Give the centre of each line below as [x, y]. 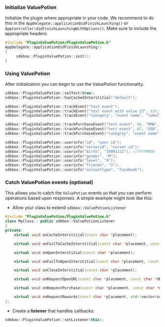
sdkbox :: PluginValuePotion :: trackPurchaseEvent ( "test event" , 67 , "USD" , [82, 129]
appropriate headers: [27, 34]
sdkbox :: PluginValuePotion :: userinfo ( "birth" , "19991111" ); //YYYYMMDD [80, 151]
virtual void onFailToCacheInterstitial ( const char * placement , [81, 244]
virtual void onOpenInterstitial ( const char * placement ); [74, 252]
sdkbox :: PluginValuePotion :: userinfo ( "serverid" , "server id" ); [72, 147]
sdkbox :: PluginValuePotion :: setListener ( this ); [55, 320]
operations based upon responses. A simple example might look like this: [79, 198]
